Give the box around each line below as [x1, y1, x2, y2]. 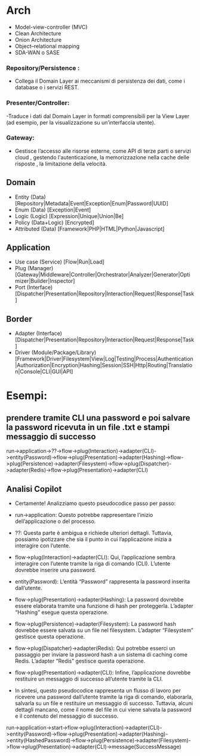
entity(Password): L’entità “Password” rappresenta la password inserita [14, 578, 190, 585]
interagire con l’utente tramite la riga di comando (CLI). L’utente [14, 560, 171, 567]
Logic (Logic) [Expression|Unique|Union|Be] [14, 212, 124, 219]
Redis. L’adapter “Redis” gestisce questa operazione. [14, 657, 146, 665]
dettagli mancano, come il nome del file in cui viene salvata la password [14, 706, 192, 713]
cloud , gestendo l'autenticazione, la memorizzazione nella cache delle [14, 153, 190, 161]
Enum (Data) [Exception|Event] [14, 206, 91, 213]
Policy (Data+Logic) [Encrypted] [14, 219, 94, 226]
